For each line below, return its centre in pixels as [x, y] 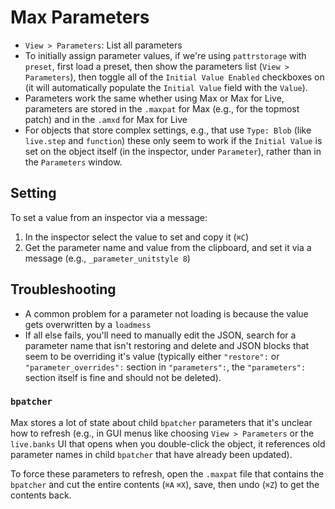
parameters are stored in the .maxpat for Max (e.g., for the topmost [162, 108]
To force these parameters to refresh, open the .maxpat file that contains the [167, 473]
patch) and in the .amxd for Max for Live [106, 119]
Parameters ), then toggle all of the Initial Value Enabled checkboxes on [174, 77]
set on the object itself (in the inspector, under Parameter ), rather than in [173, 151]
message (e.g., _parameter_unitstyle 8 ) [107, 258]
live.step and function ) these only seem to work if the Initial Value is [173, 140]
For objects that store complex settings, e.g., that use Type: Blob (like [168, 130]
